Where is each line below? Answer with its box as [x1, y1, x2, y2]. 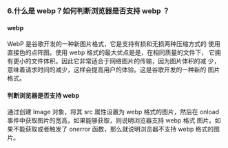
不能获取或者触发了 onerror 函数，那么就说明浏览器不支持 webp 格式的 [12, 125, 214, 134]
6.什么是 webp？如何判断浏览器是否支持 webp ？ [7, 6, 170, 15]
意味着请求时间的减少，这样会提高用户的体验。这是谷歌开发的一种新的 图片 [7, 65, 220, 74]
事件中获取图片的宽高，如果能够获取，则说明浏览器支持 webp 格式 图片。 [7, 116, 216, 125]
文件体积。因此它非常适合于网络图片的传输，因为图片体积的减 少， [30, 57, 220, 65]
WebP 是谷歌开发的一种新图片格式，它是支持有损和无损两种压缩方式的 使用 [7, 40, 220, 48]
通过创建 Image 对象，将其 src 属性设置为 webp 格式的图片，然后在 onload [7, 108, 220, 116]
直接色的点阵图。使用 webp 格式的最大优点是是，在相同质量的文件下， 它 [7, 48, 216, 56]
